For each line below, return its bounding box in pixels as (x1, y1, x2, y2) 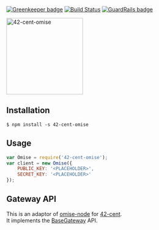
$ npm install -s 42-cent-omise (6, 121, 89, 128)
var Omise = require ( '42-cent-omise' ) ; (6, 154, 108, 160)
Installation (6, 105, 50, 116)
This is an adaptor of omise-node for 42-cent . (6, 210, 122, 217)
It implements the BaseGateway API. (6, 217, 98, 224)
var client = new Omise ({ (6, 160, 72, 166)
